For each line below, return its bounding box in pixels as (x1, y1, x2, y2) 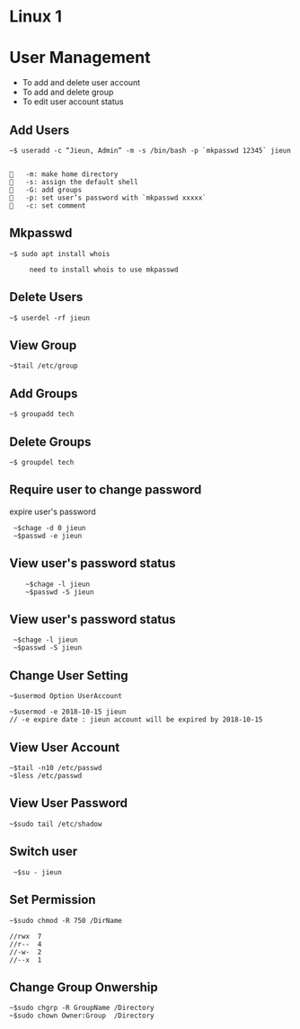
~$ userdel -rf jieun (9, 313, 91, 323)
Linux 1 (9, 6, 63, 27)
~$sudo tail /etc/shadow (9, 820, 102, 829)
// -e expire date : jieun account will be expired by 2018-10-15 (9, 715, 263, 724)
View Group (9, 337, 77, 352)
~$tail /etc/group (9, 361, 78, 370)
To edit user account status (22, 96, 124, 107)
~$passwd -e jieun (13, 531, 83, 540)
